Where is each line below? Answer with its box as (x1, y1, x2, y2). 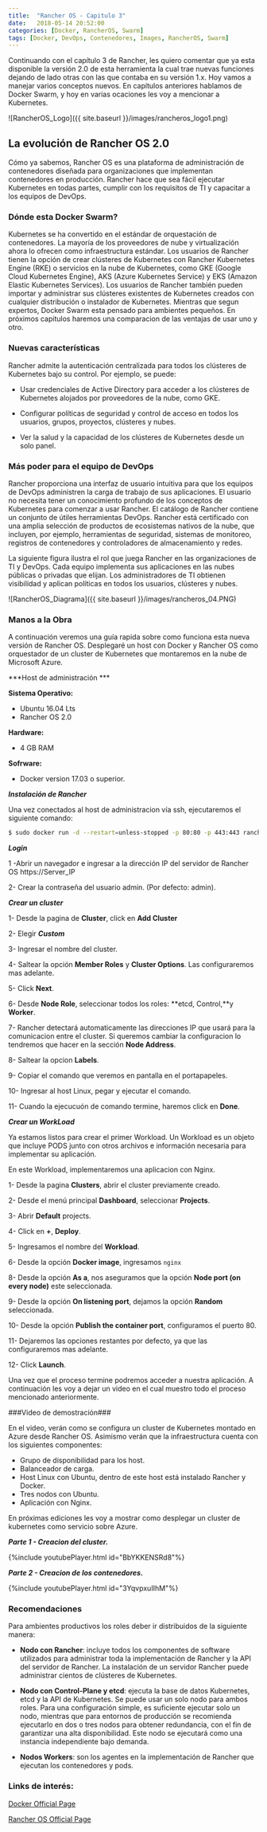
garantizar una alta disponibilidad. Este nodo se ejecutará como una (19, 1728, 242, 1738)
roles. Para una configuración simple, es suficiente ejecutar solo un (19, 1703, 241, 1713)
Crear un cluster (8, 898, 64, 908)
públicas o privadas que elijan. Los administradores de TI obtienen (8, 570, 226, 580)
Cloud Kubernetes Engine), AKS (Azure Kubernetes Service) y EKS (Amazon (8, 272, 257, 281)
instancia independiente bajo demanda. (19, 1737, 149, 1747)
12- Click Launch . (8, 1360, 66, 1370)
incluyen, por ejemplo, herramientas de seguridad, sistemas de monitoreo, (8, 529, 252, 538)
